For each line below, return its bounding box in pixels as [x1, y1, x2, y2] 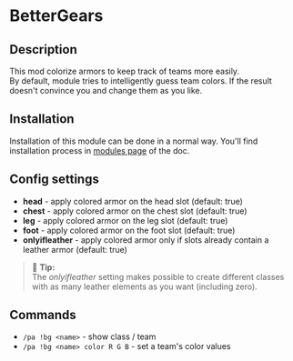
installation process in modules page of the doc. [9, 145, 190, 155]
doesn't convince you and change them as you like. [9, 85, 203, 95]
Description [9, 42, 77, 57]
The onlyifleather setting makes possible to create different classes [31, 271, 285, 282]
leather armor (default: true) [22, 244, 127, 255]
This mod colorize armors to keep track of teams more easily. [9, 65, 239, 76]
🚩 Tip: [31, 261, 56, 273]
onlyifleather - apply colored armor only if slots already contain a [22, 234, 269, 246]
